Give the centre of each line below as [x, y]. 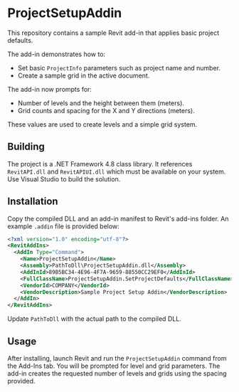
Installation [33, 202]
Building [26, 147]
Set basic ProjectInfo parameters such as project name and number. [119, 68]
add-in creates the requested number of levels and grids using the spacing [117, 374]
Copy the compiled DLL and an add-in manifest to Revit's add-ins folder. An [118, 218]
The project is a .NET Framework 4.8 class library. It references [100, 164]
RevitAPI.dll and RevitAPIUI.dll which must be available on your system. [117, 171]
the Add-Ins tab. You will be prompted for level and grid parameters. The [114, 366]
